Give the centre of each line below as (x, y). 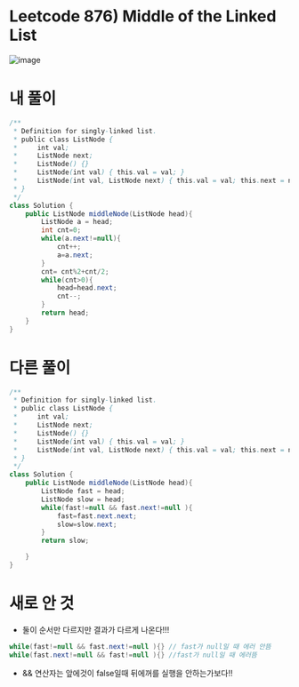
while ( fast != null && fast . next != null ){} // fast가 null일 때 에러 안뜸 (140, 646)
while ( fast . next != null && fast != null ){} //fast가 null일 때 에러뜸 (133, 655)
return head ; (65, 313)
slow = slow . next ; (87, 524)
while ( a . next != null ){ (81, 239)
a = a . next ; (75, 255)
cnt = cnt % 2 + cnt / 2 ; (75, 272)
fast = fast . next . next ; (97, 516)
